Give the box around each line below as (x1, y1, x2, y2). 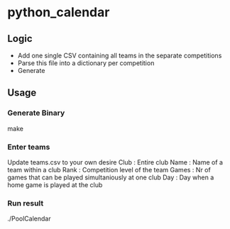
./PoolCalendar (7, 214, 51, 223)
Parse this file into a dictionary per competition (17, 59, 155, 67)
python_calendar (7, 4, 110, 21)
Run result (7, 198, 44, 208)
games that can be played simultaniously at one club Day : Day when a (7, 173, 214, 181)
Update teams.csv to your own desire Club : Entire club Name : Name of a (7, 157, 224, 167)
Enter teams (7, 142, 50, 152)
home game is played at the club (7, 180, 103, 189)
